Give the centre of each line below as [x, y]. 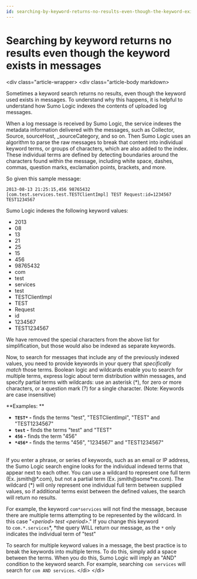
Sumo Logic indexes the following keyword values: [67, 210]
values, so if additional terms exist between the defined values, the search [96, 491]
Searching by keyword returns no [89, 40]
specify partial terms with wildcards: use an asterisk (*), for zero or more [94, 382]
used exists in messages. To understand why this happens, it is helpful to [94, 99]
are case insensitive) [31, 394]
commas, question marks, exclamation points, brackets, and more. [86, 167]
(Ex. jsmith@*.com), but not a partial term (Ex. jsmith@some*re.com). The [95, 478]
